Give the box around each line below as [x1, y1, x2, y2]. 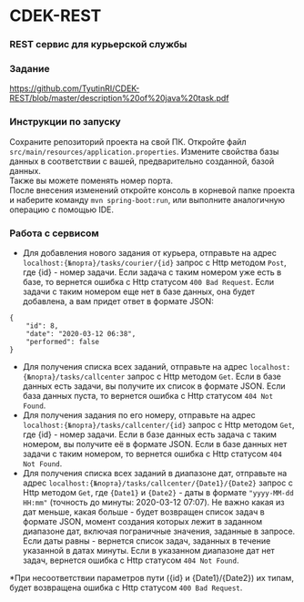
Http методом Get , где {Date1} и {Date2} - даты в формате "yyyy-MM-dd [22, 487, 294, 497]
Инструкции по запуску [9, 116, 121, 128]
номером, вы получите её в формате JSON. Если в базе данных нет [22, 439, 288, 449]
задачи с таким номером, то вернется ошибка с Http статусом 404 [22, 448, 282, 459]
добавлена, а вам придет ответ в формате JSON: [22, 296, 214, 306]
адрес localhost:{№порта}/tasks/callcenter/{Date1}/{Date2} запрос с [22, 477, 293, 488]
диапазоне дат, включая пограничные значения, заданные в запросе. [22, 525, 296, 536]
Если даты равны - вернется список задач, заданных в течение [22, 536, 271, 546]
